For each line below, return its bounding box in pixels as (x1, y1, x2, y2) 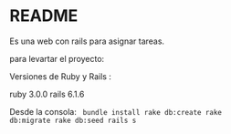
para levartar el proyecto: (9, 53, 105, 64)
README (9, 5, 79, 26)
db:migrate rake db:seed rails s (9, 116, 137, 125)
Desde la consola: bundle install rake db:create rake (9, 106, 222, 117)
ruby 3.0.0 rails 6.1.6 (9, 88, 85, 99)
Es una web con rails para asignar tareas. (9, 36, 165, 46)
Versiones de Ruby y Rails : (9, 70, 112, 82)
